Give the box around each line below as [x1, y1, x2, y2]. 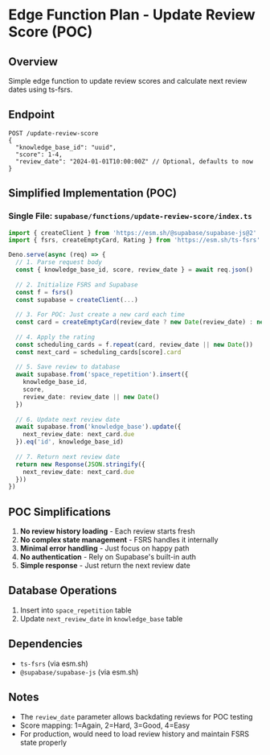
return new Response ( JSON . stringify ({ [15, 460, 146, 468]
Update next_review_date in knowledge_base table [19, 613, 183, 623]
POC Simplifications [8, 505, 111, 518]
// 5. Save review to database [15, 363, 121, 371]
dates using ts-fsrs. [8, 85, 73, 94]
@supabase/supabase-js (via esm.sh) [19, 666, 139, 677]
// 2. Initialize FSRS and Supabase [15, 280, 138, 289]
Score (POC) [8, 23, 93, 41]
